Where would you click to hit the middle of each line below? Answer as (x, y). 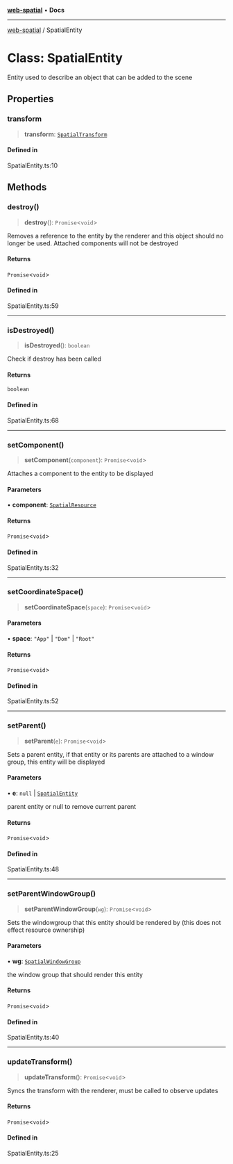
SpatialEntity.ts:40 (33, 1038)
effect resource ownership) (46, 930)
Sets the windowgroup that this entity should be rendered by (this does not (114, 922)
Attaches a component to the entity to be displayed (80, 473)
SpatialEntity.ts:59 (33, 306)
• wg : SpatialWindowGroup (44, 961)
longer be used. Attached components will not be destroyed (93, 243)
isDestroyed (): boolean (57, 345)
